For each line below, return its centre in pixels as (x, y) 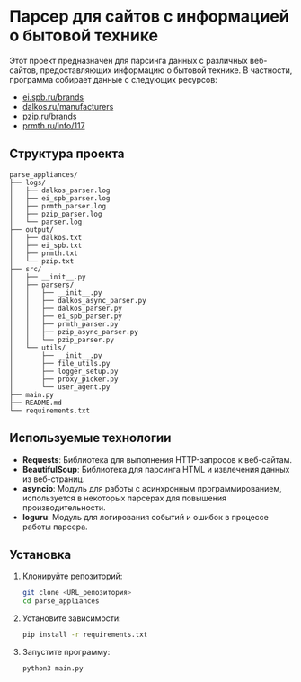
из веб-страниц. (53, 479)
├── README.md (36, 403)
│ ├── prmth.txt (44, 253)
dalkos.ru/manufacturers (68, 106)
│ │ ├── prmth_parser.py (64, 324)
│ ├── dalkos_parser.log (60, 190)
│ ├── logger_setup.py (64, 371)
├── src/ (26, 269)
